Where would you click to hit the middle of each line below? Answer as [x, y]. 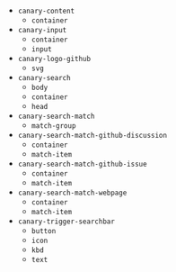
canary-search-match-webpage [72, 193]
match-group [53, 126]
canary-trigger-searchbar [66, 222]
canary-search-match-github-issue [82, 164]
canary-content [46, 11]
